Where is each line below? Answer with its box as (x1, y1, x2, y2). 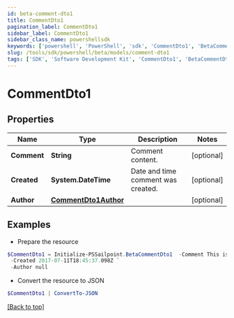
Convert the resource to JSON (17, 277, 104, 285)
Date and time (130, 166, 177, 175)
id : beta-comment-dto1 (7, 10, 73, 17)
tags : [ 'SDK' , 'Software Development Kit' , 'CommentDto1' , (7, 56, 182, 63)
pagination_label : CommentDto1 (7, 23, 98, 30)
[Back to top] (7, 303, 45, 311)
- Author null (10, 263, 49, 271)
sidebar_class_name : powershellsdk (7, 36, 111, 43)
